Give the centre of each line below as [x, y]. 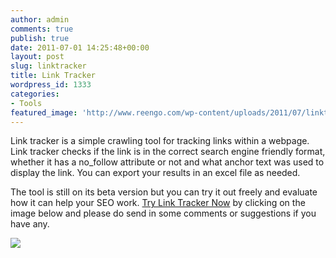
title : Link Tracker [53, 76]
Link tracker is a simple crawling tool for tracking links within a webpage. [160, 141]
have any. [30, 224]
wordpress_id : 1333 [51, 85]
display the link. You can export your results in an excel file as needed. [155, 173]
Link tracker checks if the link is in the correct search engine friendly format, [168, 152]
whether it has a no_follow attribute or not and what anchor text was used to [167, 162]
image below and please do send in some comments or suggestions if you [163, 213]
